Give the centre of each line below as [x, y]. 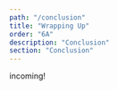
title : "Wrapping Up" [50, 26]
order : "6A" [31, 34]
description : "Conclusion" [59, 42]
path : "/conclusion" [48, 17]
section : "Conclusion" [51, 51]
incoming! [28, 76]
